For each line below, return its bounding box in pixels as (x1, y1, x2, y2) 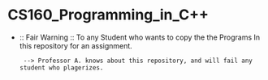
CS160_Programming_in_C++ (7, 6, 209, 24)
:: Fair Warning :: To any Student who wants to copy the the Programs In (19, 32, 261, 42)
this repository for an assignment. (19, 40, 133, 50)
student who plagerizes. (19, 63, 104, 72)
